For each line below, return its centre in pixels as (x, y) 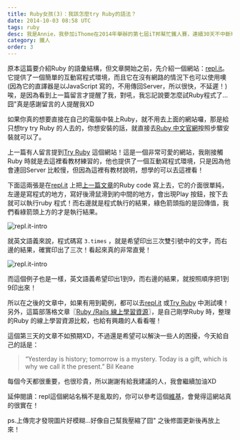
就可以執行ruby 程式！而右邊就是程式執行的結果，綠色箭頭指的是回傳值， (115, 203)
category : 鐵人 (29, 41)
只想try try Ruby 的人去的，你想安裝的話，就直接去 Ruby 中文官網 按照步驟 (115, 128)
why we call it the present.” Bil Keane (79, 367)
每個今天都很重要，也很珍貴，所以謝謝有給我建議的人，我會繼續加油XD (112, 381)
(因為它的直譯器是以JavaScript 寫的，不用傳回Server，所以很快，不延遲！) (117, 86)
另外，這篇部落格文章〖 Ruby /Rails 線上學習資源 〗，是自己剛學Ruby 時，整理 (119, 312)
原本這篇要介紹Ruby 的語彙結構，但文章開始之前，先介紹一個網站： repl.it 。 (118, 68)
